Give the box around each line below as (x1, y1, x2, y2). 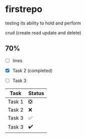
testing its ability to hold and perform (5, 20, 81, 26)
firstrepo (5, 3, 42, 15)
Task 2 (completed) (12, 67, 53, 73)
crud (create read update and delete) (5, 29, 81, 35)
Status (28, 89, 44, 96)
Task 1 (7, 98, 24, 105)
